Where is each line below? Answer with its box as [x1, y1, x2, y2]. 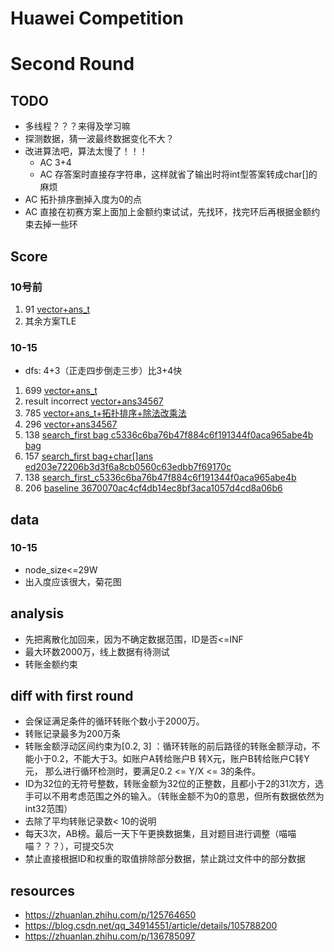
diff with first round [10, 688, 134, 705]
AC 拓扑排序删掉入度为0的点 [24, 193, 142, 206]
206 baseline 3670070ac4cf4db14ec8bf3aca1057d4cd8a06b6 [24, 482, 283, 494]
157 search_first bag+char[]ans [24, 450, 154, 462]
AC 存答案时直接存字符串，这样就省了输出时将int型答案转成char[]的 [39, 168, 318, 181]
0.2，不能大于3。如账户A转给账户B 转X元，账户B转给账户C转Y [51, 753, 310, 765]
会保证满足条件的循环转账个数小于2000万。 [24, 715, 205, 727]
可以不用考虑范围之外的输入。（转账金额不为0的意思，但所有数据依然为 [33, 790, 325, 802]
